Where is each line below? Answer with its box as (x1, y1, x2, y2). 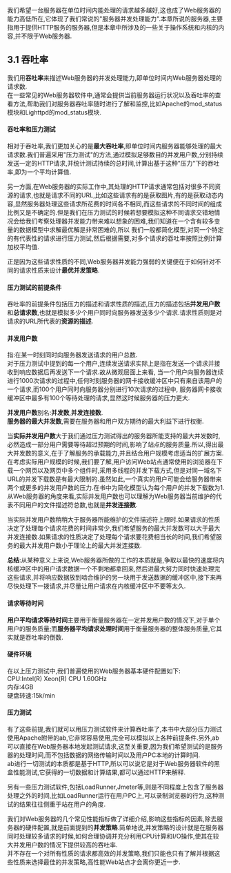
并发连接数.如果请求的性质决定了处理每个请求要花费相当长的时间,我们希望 (7, 533, 217, 541)
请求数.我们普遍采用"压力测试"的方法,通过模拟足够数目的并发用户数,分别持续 (7, 150, 224, 159)
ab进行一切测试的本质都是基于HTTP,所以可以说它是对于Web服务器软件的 (7, 760, 214, 768)
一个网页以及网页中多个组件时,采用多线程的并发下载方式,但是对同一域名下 (12, 467, 223, 475)
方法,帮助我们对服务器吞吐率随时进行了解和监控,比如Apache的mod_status (12, 99, 223, 108)
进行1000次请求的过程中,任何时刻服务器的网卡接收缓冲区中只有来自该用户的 (7, 377, 223, 385)
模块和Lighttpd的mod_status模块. (7, 108, 102, 116)
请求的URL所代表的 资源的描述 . (7, 317, 94, 326)
